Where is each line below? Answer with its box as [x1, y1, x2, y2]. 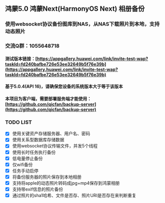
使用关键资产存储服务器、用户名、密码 [12, 131, 90, 136]
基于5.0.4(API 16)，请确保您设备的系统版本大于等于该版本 [5, 83, 123, 90]
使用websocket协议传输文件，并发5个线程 [12, 143, 98, 149]
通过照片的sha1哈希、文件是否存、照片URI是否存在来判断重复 [12, 192, 136, 198]
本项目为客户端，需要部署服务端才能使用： [5, 96, 92, 102]
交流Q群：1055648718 [5, 42, 60, 49]
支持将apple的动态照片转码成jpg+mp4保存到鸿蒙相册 [12, 180, 120, 186]
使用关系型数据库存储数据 [12, 137, 65, 143]
